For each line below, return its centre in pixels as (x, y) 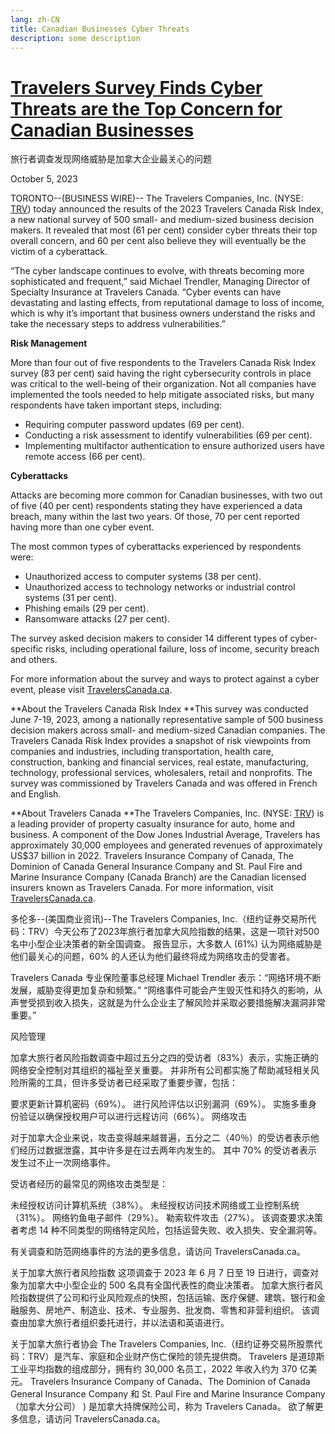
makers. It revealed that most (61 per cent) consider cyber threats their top (164, 230)
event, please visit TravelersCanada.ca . (91, 690)
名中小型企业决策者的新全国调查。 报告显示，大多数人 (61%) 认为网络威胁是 (166, 944)
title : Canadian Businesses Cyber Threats (100, 29)
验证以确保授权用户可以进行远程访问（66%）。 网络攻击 (133, 1117)
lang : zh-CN (35, 19)
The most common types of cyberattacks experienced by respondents (156, 547)
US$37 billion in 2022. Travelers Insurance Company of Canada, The (152, 856)
